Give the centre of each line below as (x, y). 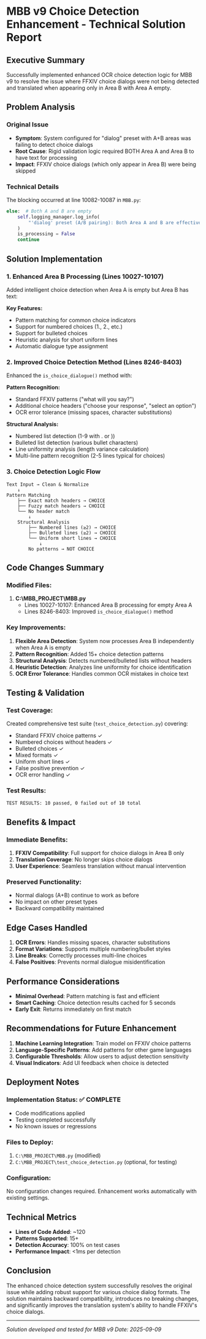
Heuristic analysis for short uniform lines (67, 340)
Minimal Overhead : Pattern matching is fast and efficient (87, 996)
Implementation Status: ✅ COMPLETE (64, 1099)
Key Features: (25, 308)
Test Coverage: (30, 710)
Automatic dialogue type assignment (62, 346)
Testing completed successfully (55, 1120)
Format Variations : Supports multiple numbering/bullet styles (93, 949)
